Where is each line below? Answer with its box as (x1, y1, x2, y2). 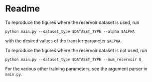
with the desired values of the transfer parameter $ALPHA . (5, 38, 122, 44)
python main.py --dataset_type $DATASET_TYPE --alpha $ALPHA (5, 29, 135, 34)
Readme (5, 3, 40, 14)
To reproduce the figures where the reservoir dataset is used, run (5, 19, 140, 25)
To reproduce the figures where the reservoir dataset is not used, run (5, 47, 148, 53)
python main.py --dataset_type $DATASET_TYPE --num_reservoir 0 (5, 57, 142, 62)
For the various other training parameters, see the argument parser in (5, 66, 148, 72)
